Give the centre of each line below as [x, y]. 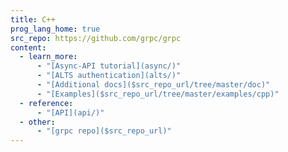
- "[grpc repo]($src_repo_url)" [104, 131]
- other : [37, 122]
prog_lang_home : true [55, 29]
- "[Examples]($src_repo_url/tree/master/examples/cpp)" [158, 94]
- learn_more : [48, 57]
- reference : [46, 103]
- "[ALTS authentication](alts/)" [109, 76]
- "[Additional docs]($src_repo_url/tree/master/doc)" [153, 85]
